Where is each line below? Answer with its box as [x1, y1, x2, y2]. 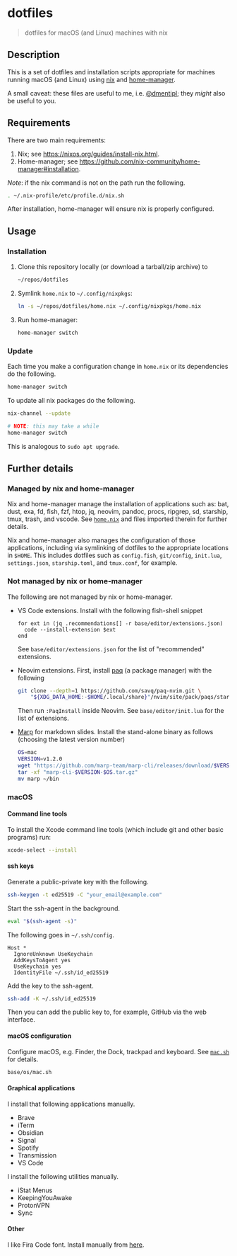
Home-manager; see [17, 157, 78, 166]
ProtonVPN [17, 1201, 50, 1209]
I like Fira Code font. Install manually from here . [7, 1240, 145, 1249]
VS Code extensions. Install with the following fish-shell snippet [17, 606, 203, 615]
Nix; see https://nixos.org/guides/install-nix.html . [17, 149, 160, 158]
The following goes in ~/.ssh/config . [7, 930, 115, 939]
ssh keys [7, 862, 34, 870]
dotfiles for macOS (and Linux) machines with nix [24, 28, 168, 37]
